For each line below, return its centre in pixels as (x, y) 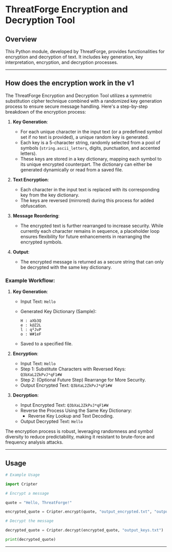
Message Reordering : (36, 215)
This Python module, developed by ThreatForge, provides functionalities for (85, 51)
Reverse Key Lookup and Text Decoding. (71, 416)
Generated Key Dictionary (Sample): (58, 312)
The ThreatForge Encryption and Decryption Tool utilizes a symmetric (79, 95)
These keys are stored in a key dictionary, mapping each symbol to (91, 159)
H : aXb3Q (31, 321)
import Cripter (21, 484)
